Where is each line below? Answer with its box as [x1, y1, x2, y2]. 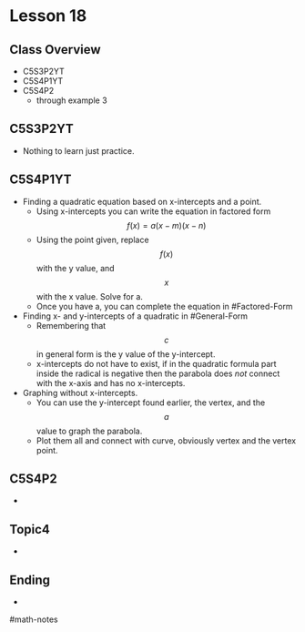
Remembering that [36, 320, 107, 331]
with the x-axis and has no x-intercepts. [36, 377, 186, 388]
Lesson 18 [9, 5, 87, 26]
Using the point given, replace [36, 234, 149, 245]
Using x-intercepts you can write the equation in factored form [36, 206, 271, 217]
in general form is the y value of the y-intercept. [36, 348, 216, 360]
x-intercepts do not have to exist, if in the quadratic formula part [36, 358, 277, 369]
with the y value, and [36, 262, 116, 273]
